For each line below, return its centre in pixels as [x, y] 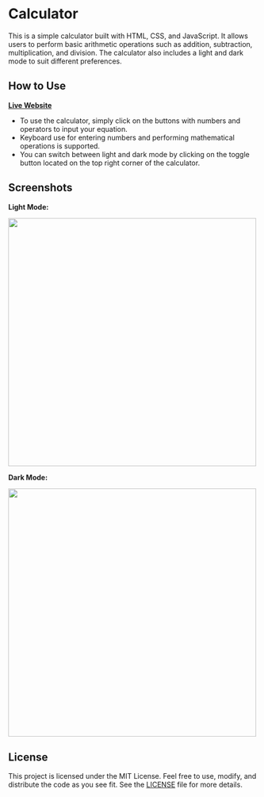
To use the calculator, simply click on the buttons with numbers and [130, 121]
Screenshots [40, 188]
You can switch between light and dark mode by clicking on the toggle [134, 154]
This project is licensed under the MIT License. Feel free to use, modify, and [132, 776]
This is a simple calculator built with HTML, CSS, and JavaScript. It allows [128, 36]
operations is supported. [60, 146]
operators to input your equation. [74, 129]
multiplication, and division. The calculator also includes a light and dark [126, 52]
